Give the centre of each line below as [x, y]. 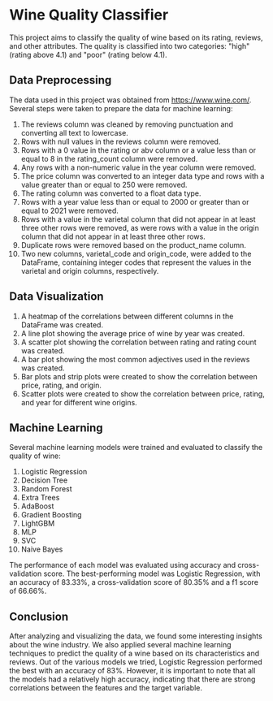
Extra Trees [40, 498]
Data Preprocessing [61, 80]
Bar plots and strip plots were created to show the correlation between [139, 376]
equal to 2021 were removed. [69, 210]
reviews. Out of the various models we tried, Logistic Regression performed [136, 662]
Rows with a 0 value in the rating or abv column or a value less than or [139, 150]
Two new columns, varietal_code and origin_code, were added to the [136, 253]
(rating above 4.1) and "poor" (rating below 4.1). [88, 54]
